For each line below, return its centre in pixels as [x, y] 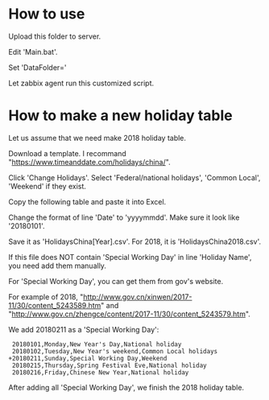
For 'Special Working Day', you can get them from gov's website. [116, 281]
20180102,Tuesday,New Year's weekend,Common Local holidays [115, 351]
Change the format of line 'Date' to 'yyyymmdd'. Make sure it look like [124, 217]
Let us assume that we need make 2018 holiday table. [97, 138]
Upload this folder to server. [55, 36]
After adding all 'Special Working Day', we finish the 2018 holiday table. [126, 387]
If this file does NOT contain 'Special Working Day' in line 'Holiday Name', [130, 257]
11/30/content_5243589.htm [55, 305]
